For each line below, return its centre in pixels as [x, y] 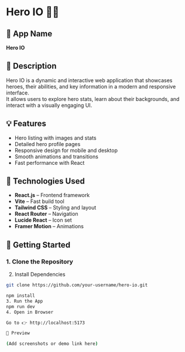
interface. [18, 93]
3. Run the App [25, 301]
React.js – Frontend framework [52, 195]
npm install [20, 296]
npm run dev [20, 307]
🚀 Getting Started [38, 245]
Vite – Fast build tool [39, 201]
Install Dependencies [40, 275]
